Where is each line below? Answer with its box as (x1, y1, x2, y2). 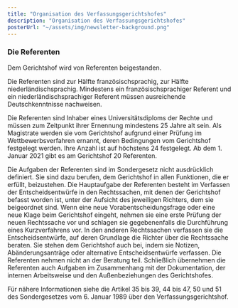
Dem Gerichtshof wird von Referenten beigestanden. (7, 63, 162, 72)
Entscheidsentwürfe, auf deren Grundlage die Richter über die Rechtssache (7, 233, 229, 242)
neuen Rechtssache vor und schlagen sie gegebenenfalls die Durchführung (7, 218, 229, 226)
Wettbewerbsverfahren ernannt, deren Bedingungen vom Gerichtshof (7, 136, 211, 144)
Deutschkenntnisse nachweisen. (7, 100, 102, 108)
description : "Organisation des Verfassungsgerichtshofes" (7, 17, 186, 24)
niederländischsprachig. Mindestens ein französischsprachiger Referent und (7, 85, 232, 93)
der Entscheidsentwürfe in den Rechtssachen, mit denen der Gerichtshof (7, 188, 221, 196)
